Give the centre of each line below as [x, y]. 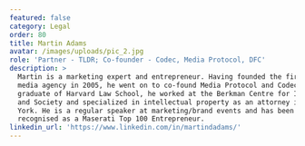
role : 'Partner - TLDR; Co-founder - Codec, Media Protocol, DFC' [138, 60]
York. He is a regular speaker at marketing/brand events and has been [156, 111]
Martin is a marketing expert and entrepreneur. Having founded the [150, 77]
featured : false [40, 18]
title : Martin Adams [49, 43]
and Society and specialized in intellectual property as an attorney [154, 102]
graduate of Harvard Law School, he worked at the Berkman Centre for [154, 93]
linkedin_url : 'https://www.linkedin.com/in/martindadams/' [126, 128]
